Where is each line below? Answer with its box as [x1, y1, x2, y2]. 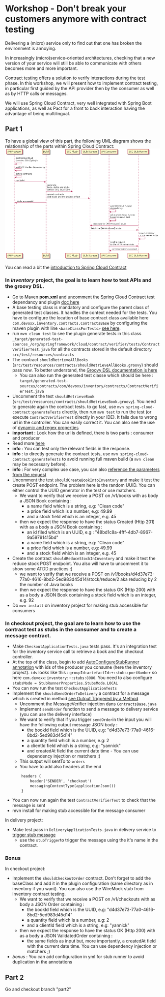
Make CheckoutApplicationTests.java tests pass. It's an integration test [12, 643, 157, 650]
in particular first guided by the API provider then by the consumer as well [5, 85, 155, 91]
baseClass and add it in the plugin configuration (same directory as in [12, 880, 153, 886]
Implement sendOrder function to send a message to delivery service [19, 706, 159, 712]
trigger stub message [12, 832, 56, 838]
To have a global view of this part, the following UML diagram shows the [5, 138, 151, 144]
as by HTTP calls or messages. [5, 91, 68, 96]
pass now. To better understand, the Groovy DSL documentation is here [12, 367, 158, 373]
